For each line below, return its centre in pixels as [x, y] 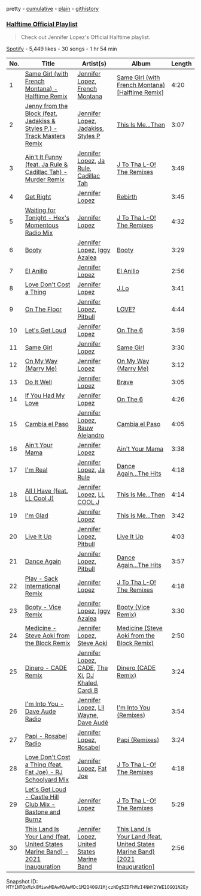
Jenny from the [46, 106]
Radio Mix [39, 233]
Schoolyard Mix [47, 780]
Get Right [38, 197]
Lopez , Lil [91, 708]
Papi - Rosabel [46, 736]
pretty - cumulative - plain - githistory [53, 9]
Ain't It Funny [44, 157]
